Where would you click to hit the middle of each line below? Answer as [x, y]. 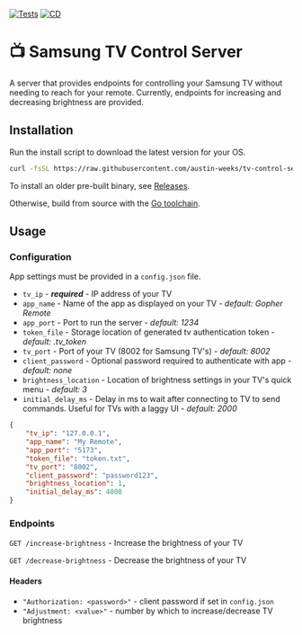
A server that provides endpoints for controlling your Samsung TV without [146, 83]
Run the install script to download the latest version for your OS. [128, 152]
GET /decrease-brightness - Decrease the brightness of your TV [128, 560]
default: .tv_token [54, 342]
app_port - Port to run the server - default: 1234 [111, 323]
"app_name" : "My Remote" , [74, 442]
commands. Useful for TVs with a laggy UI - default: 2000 [129, 408]
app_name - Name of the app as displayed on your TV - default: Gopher [152, 304]
